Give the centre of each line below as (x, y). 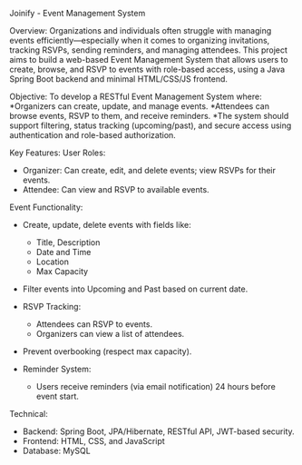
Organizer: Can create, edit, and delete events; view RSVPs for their (149, 170)
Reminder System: (57, 369)
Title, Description (68, 242)
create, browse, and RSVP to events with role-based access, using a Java (147, 69)
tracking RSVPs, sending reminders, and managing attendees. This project (149, 50)
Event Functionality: (46, 207)
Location (53, 262)
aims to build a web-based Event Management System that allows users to (149, 59)
